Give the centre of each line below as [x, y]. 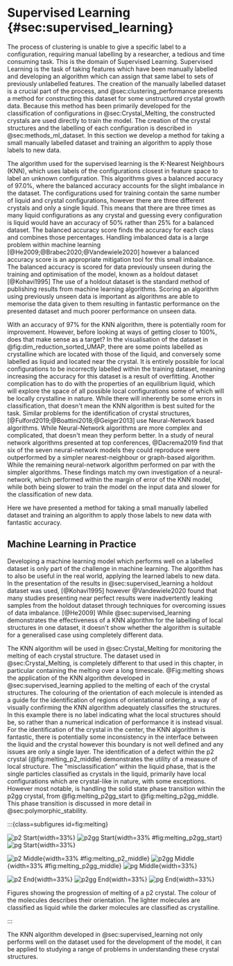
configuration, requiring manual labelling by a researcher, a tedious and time [116, 54]
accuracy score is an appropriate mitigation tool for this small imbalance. [111, 259]
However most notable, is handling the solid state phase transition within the [116, 788]
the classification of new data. [50, 494]
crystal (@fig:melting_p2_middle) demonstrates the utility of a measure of [112, 759]
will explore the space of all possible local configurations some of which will [115, 391]
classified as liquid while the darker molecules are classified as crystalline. [113, 907]
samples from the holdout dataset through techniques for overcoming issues [116, 605]
